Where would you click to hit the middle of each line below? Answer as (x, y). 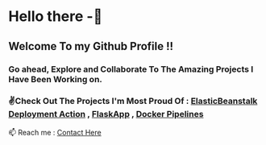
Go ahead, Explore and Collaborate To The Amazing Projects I (131, 69)
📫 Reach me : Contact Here (55, 132)
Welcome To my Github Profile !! (91, 46)
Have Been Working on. (56, 79)
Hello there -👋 (56, 17)
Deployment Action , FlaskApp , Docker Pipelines (106, 114)
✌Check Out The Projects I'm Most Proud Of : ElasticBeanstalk (133, 101)
